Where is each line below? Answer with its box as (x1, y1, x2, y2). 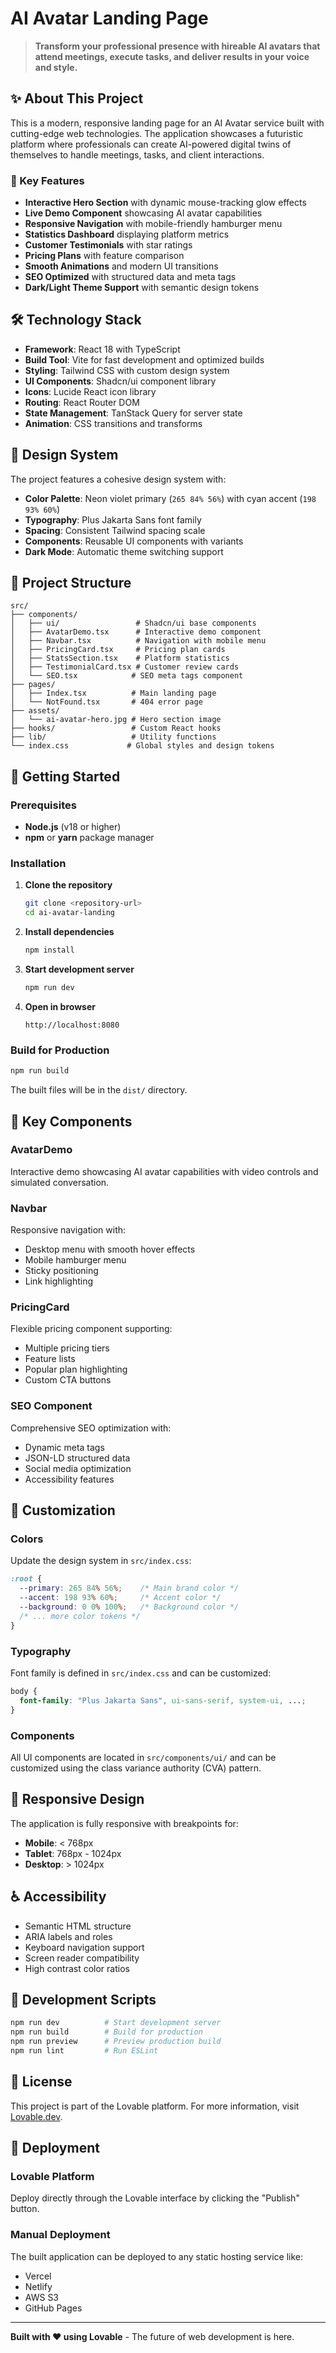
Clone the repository (24, 879, 113, 891)
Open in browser (24, 1000, 96, 1012)
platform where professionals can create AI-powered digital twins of (10, 138, 292, 150)
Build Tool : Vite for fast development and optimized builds (24, 353, 265, 366)
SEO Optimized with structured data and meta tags (24, 271, 237, 283)
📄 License (10, 2073, 73, 2091)
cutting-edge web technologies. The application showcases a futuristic (10, 127, 304, 139)
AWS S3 (24, 2291, 60, 2303)
